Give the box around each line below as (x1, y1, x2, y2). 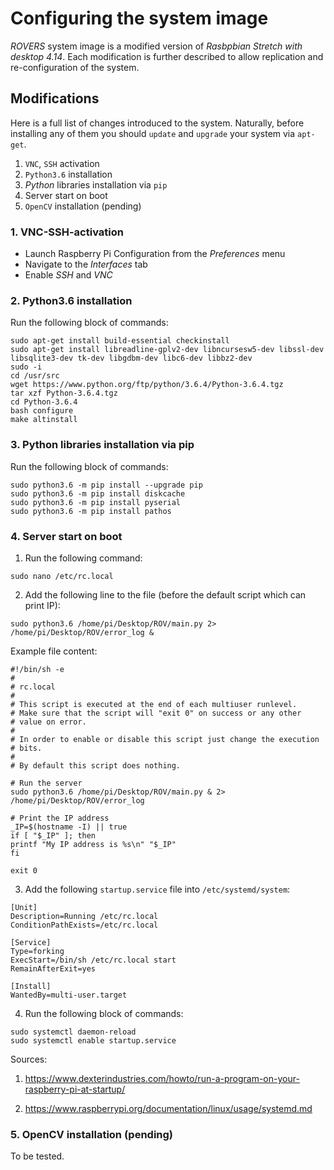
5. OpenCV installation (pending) (10, 1127, 174, 1141)
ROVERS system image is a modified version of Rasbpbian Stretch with (10, 40, 303, 52)
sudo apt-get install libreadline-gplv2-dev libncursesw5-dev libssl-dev (10, 345, 325, 355)
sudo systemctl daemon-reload (10, 1027, 137, 1037)
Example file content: (10, 645, 98, 657)
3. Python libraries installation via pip (10, 438, 195, 452)
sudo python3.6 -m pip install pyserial (10, 497, 182, 507)
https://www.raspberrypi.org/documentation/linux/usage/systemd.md (24, 1102, 313, 1114)
